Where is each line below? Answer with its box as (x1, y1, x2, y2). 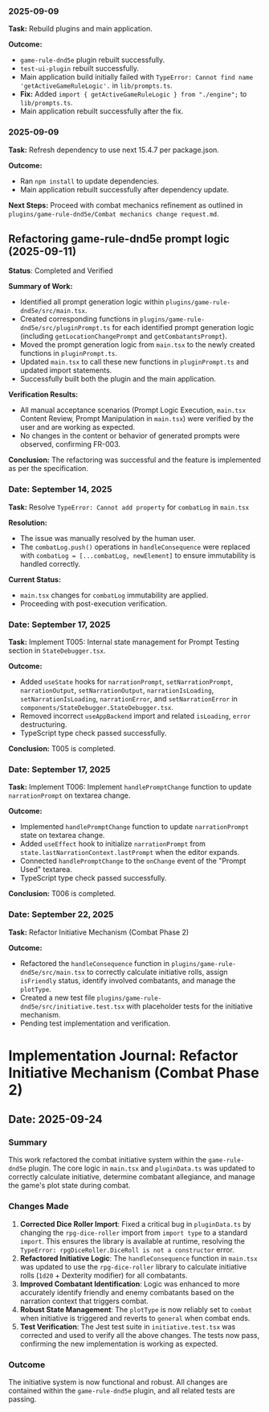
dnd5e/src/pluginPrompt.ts (19, 324, 111, 332)
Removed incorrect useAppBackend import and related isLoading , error (19, 711, 251, 720)
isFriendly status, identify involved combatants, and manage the (19, 976, 236, 985)
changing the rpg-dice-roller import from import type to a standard (19, 1228, 248, 1237)
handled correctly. (19, 559, 81, 568)
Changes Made (8, 1201, 69, 1212)
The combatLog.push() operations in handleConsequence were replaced (19, 542, 251, 551)
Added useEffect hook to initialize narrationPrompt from (19, 839, 206, 848)
